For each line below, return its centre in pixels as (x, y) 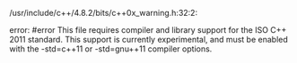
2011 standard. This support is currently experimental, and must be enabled (149, 39)
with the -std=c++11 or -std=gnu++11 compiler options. (111, 49)
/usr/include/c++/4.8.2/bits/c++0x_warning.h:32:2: (104, 13)
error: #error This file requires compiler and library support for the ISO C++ (148, 30)
